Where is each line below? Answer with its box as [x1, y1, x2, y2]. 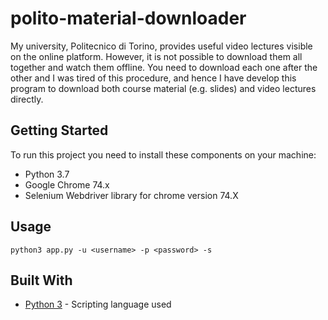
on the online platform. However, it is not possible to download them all [10, 50, 303, 62]
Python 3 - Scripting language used [24, 298, 172, 311]
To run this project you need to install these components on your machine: [10, 148, 317, 161]
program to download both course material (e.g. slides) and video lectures [10, 82, 317, 94]
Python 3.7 [24, 168, 70, 180]
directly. [10, 93, 44, 105]
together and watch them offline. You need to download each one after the [10, 61, 318, 73]
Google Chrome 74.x [24, 178, 110, 191]
